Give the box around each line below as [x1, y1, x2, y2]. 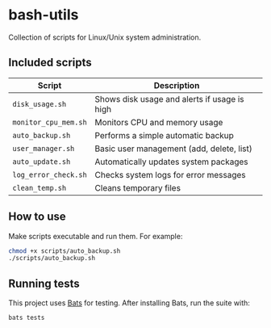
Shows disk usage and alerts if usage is [94, 93, 244, 104]
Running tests [8, 276, 81, 290]
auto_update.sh [12, 157, 71, 166]
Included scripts [8, 56, 93, 69]
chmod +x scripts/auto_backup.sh [8, 246, 121, 255]
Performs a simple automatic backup [94, 129, 234, 141]
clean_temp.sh [12, 183, 67, 192]
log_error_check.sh [12, 170, 87, 179]
